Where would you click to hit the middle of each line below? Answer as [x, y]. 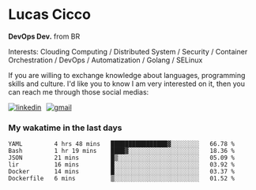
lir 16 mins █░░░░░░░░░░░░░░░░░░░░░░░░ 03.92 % [122, 165]
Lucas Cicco [50, 15]
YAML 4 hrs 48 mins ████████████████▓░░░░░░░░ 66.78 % [122, 144]
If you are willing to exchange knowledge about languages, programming [127, 75]
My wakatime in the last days [65, 128]
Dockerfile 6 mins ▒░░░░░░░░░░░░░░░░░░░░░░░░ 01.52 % [122, 179]
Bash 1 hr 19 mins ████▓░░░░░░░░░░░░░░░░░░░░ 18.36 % [122, 151]
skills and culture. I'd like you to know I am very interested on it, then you [126, 84]
